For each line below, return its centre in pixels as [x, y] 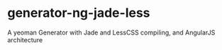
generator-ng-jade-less [79, 13]
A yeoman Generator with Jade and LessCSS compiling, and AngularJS [111, 32]
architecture [25, 39]
